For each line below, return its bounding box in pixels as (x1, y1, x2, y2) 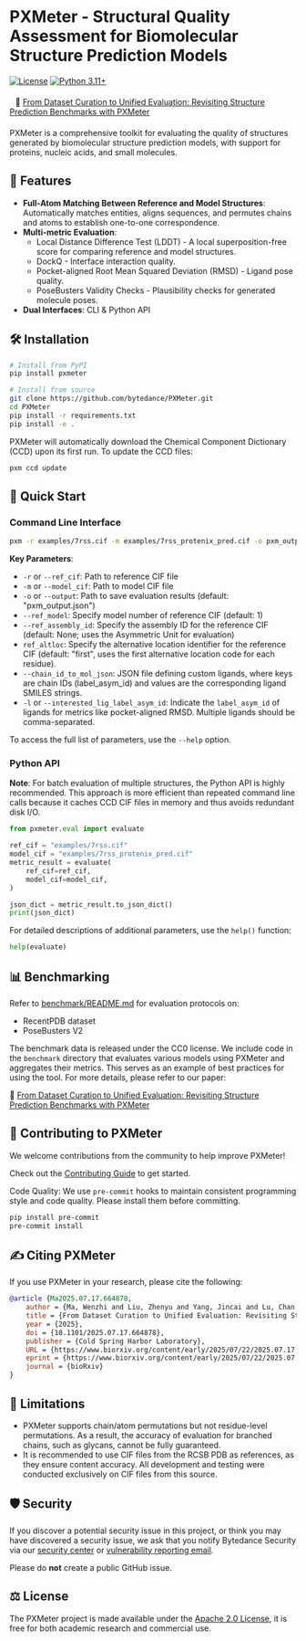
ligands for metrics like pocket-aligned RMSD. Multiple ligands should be (22, 707, 296, 718)
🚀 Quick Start (9, 489, 87, 504)
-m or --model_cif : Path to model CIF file (22, 581, 174, 592)
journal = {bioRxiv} (25, 1362, 104, 1372)
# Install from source (9, 385, 96, 394)
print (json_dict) (9, 909, 76, 918)
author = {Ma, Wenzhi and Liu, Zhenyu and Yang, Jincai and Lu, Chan (25, 1303, 296, 1312)
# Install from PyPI (9, 361, 88, 370)
